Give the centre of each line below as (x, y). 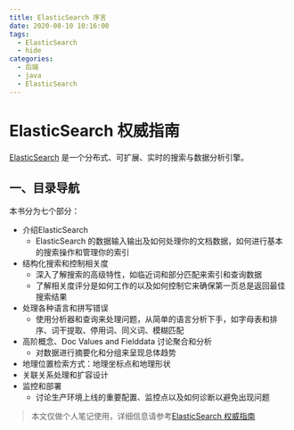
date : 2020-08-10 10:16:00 (59, 26)
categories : (31, 59)
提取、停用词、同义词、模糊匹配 (125, 330)
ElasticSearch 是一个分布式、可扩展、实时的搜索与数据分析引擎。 (129, 157)
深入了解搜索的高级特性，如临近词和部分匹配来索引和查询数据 (149, 275)
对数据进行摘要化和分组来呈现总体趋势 (106, 352)
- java (29, 76)
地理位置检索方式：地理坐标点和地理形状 (96, 364)
